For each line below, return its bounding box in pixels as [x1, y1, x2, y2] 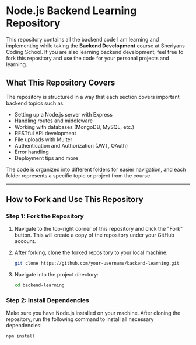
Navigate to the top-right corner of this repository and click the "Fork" [14, 226, 183, 233]
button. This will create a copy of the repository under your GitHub [14, 231, 175, 238]
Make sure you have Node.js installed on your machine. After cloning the [6, 309, 181, 317]
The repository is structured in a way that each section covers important [6, 93, 180, 100]
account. [14, 238, 36, 245]
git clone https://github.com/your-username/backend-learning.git [14, 261, 180, 267]
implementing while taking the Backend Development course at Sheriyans [6, 42, 185, 49]
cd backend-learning [14, 282, 65, 288]
